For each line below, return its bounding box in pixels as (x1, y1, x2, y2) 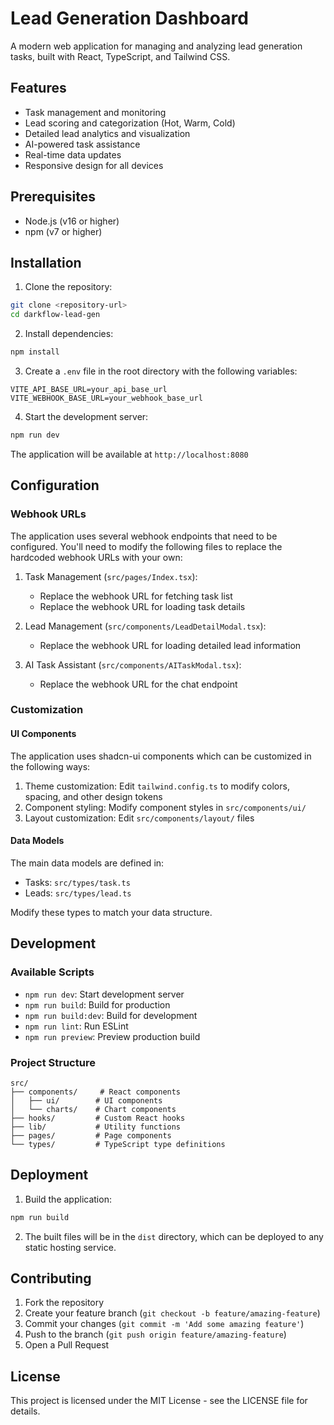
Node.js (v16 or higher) (24, 215, 120, 227)
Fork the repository (24, 1297, 105, 1309)
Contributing (10, 1270, 92, 1287)
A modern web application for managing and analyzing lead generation (10, 40, 303, 52)
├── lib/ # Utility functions (10, 1122, 182, 1132)
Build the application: (24, 1193, 112, 1205)
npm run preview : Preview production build (24, 1030, 201, 1042)
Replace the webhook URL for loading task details (39, 600, 246, 612)
